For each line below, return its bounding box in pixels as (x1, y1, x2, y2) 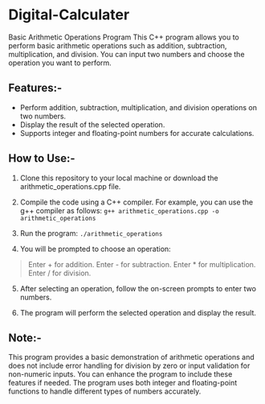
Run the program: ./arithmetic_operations (19, 228, 163, 238)
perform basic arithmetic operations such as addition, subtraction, (8, 40, 227, 50)
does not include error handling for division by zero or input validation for (8, 361, 251, 371)
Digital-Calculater (8, 6, 130, 24)
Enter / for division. (27, 268, 92, 278)
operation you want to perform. (8, 58, 112, 68)
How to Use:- (8, 151, 75, 166)
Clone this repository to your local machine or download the (19, 173, 218, 183)
